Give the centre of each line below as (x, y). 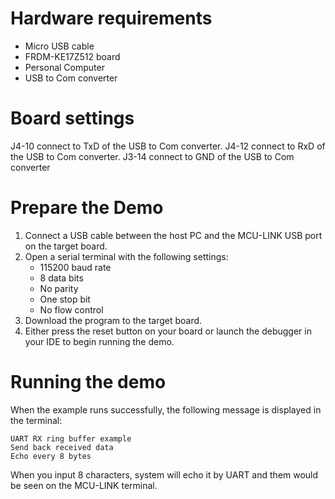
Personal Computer (64, 67)
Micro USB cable (59, 46)
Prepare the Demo (87, 208)
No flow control (71, 309)
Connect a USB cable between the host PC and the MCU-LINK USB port (173, 235)
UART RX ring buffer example (71, 438)
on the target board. (66, 246)
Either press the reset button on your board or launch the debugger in (168, 331)
